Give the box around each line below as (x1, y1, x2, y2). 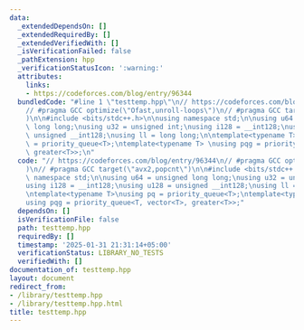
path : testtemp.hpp (17, 223, 91, 232)
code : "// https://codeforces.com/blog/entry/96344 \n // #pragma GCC (17, 156, 281, 165)
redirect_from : (9, 282, 67, 291)
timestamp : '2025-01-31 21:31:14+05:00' (17, 240, 172, 250)
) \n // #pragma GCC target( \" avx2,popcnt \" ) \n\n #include (25, 165, 242, 174)
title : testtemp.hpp (9, 307, 88, 316)
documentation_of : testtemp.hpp (9, 266, 131, 275)
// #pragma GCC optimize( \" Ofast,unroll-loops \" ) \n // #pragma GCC (25, 106, 281, 115)
